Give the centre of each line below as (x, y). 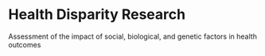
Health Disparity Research (97, 15)
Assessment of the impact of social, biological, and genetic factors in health (132, 36)
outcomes (25, 44)
